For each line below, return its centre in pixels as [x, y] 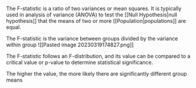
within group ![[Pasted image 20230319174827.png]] [70, 45]
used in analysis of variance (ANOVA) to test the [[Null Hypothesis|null [92, 15]
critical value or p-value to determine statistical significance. [80, 62]
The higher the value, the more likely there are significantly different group [97, 74]
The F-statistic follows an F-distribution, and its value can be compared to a [98, 56]
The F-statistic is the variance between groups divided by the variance [92, 38]
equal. [14, 27]
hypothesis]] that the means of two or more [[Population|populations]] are [96, 21]
